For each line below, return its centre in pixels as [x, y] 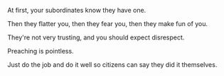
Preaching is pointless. [41, 51]
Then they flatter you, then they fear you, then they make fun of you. [108, 24]
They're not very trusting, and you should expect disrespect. [96, 37]
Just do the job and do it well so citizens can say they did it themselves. [112, 65]
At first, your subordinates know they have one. [77, 10]
